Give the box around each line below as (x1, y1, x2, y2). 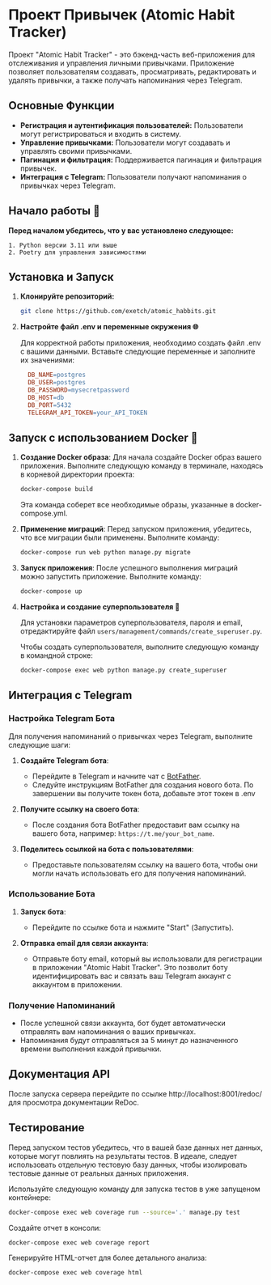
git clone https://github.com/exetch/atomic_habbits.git (19, 307, 217, 316)
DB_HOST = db (28, 393, 65, 401)
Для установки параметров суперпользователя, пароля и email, (19, 617, 243, 627)
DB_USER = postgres (28, 379, 87, 387)
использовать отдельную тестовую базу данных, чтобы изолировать (8, 1160, 248, 1169)
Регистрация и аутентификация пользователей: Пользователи (19, 120, 243, 130)
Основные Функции (8, 99, 115, 112)
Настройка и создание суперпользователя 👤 (19, 601, 180, 612)
